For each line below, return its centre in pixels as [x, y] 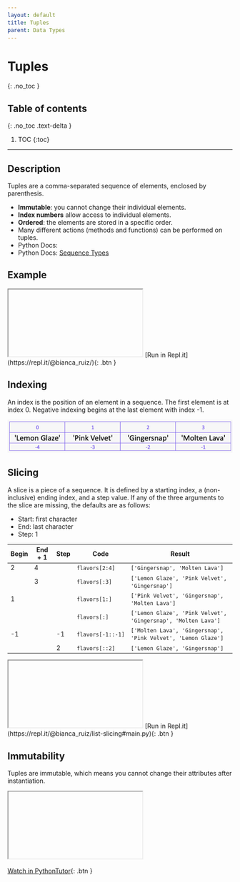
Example [27, 275]
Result [180, 554]
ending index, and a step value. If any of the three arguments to [130, 497]
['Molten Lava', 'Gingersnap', [177, 631]
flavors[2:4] [96, 568]
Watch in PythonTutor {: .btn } [50, 871]
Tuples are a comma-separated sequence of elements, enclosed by [107, 186]
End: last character [45, 526]
